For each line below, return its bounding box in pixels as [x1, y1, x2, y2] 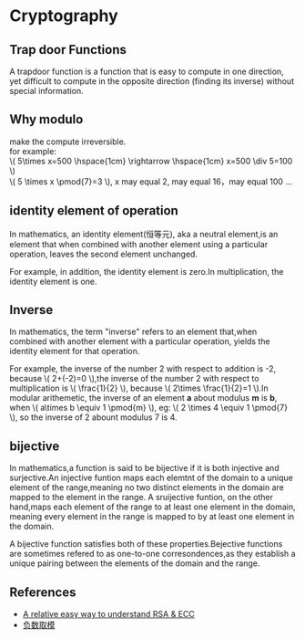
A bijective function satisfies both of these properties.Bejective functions [9, 539, 283, 550]
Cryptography [9, 5, 118, 26]
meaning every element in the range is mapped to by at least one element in [9, 511, 295, 522]
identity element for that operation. [9, 346, 140, 357]
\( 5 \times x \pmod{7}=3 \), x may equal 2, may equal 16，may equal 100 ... [9, 175, 293, 187]
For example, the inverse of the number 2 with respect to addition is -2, [9, 363, 277, 374]
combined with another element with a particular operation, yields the [9, 336, 270, 347]
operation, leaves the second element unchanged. [9, 248, 198, 259]
